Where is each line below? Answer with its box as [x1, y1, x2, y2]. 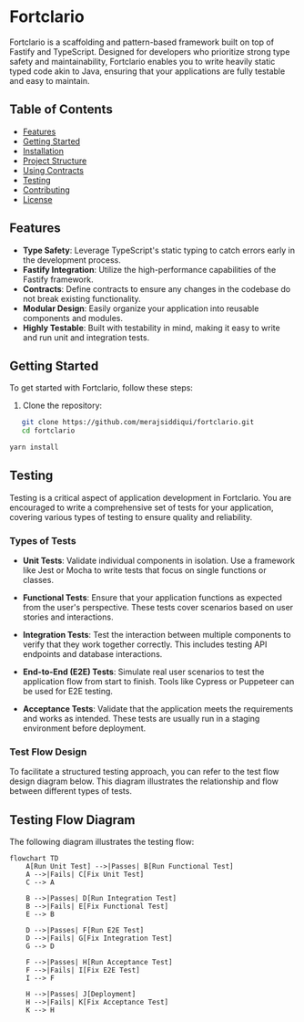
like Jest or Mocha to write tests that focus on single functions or [22, 565, 267, 576]
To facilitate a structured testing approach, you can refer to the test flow [9, 766, 279, 777]
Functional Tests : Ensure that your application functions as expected [22, 592, 282, 603]
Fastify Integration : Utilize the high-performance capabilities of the [22, 264, 277, 275]
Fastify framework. [22, 274, 94, 285]
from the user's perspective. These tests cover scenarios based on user [22, 602, 294, 613]
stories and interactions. [22, 611, 114, 622]
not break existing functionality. [22, 293, 141, 304]
